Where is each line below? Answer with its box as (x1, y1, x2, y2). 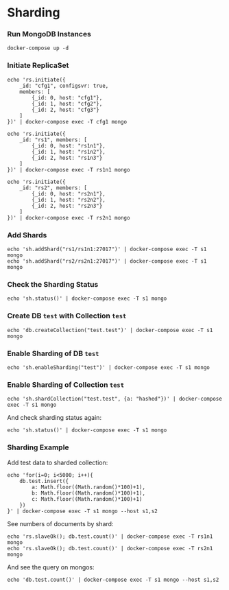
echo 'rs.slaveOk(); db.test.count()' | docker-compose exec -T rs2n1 (7, 545, 213, 552)
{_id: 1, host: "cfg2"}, (32, 100, 103, 107)
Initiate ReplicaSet (7, 60, 69, 70)
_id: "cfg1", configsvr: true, (19, 82, 109, 89)
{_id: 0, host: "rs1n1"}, (32, 142, 106, 149)
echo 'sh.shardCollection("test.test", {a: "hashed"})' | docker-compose (7, 396, 223, 403)
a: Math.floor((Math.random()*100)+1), (32, 484, 146, 491)
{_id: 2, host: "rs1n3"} (32, 154, 103, 161)
